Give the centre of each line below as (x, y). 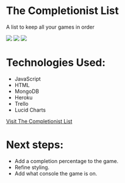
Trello (21, 103)
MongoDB (27, 91)
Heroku (23, 97)
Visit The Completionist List (39, 121)
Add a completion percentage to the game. (66, 161)
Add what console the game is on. (56, 173)
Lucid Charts (30, 110)
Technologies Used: (56, 63)
